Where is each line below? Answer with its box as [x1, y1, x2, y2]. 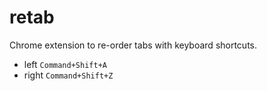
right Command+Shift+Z [23, 69, 114, 81]
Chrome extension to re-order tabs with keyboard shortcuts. [9, 39, 258, 51]
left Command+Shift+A [23, 58, 107, 70]
